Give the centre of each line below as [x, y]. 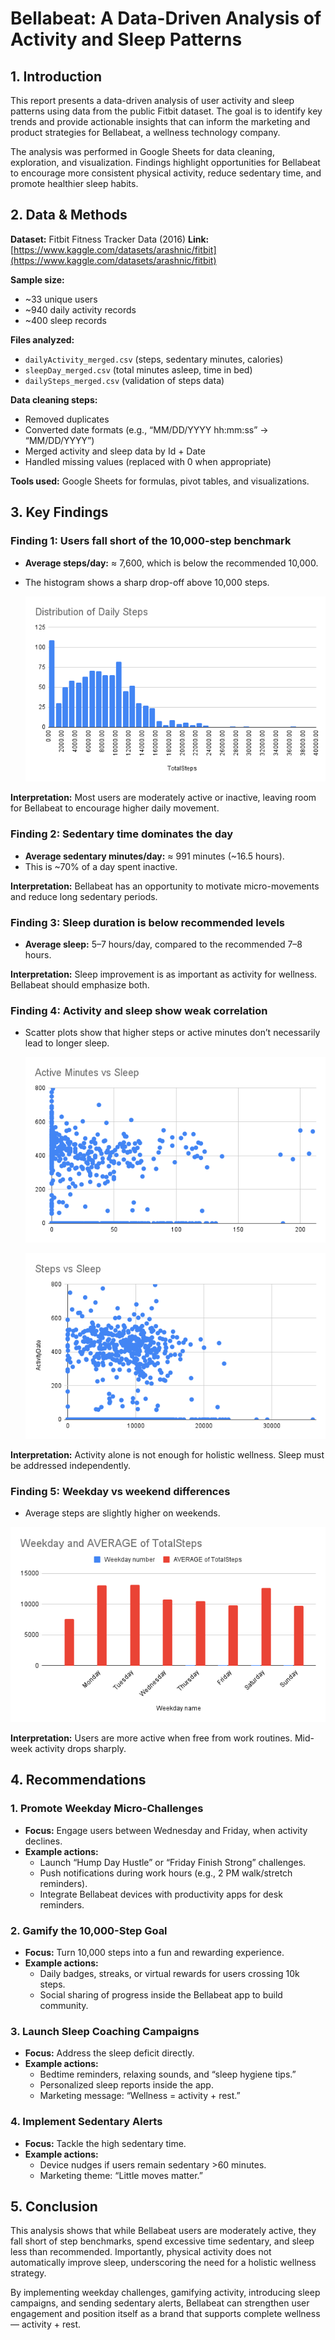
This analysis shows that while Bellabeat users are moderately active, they [163, 2231]
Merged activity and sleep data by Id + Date [115, 451]
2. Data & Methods [69, 215]
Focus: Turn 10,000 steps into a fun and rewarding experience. [154, 1953]
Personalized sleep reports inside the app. [126, 2085]
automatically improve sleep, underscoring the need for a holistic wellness [163, 2263]
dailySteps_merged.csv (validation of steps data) [124, 380]
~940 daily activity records [80, 309]
